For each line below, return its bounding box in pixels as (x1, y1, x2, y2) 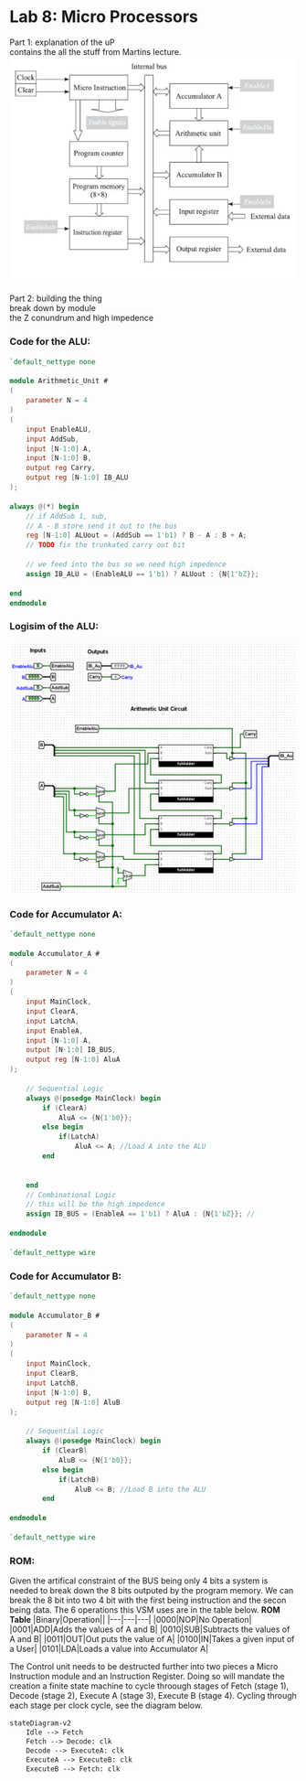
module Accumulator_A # (9, 949, 100, 958)
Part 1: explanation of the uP (9, 37, 116, 48)
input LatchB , (26, 1379, 79, 1388)
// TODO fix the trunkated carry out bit (26, 541, 185, 550)
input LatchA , (26, 1016, 79, 1025)
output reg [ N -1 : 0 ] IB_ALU (26, 473, 129, 482)
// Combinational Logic (26, 1190, 117, 1199)
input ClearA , (26, 1006, 79, 1016)
